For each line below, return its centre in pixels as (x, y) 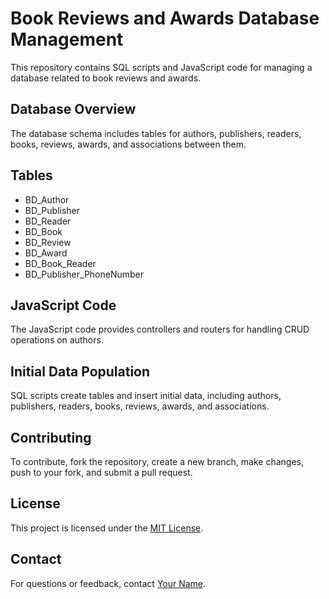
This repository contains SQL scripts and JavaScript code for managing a (161, 67)
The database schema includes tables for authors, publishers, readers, (156, 133)
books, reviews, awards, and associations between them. (128, 144)
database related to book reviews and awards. (106, 78)
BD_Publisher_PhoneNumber (84, 274)
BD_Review (48, 242)
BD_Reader (48, 221)
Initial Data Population (80, 371)
